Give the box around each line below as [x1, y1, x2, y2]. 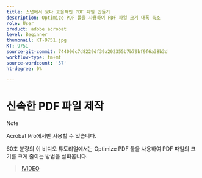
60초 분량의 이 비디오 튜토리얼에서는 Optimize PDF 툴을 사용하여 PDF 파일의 [6, 145, 190, 152]
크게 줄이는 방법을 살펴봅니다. [17, 153, 88, 160]
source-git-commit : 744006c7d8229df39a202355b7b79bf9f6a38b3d [6, 49, 168, 55]
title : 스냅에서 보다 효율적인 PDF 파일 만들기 [6, 9, 110, 15]
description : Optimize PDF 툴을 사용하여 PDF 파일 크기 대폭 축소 [6, 15, 161, 21]
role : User [6, 20, 34, 26]
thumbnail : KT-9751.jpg [6, 37, 67, 43]
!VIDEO [21, 165, 40, 173]
